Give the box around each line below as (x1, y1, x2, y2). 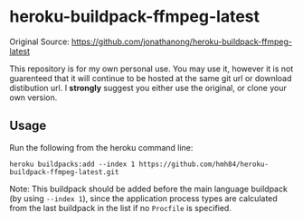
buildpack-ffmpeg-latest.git (9, 167, 119, 177)
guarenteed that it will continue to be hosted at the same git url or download (9, 72, 292, 83)
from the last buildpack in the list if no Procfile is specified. (9, 202, 232, 213)
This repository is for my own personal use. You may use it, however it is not (9, 63, 294, 74)
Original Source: (9, 36, 70, 47)
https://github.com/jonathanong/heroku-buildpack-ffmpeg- (71, 36, 292, 47)
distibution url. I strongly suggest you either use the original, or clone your (9, 82, 287, 93)
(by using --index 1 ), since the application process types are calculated (9, 192, 278, 204)
